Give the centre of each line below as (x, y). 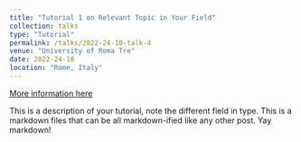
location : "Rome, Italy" (56, 68)
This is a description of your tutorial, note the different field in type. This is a (150, 111)
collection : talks (44, 26)
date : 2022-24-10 (42, 59)
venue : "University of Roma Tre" (72, 51)
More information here (51, 93)
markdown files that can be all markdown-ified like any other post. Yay (141, 120)
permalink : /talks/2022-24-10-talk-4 (80, 43)
